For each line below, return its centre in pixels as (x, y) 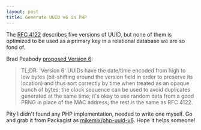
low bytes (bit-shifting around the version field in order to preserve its (107, 77)
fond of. (16, 47)
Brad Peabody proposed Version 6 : (49, 59)
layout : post (22, 12)
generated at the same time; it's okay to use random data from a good (107, 96)
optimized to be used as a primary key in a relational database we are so (96, 41)
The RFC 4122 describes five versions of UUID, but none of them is (89, 34)
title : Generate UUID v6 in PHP (46, 17)
